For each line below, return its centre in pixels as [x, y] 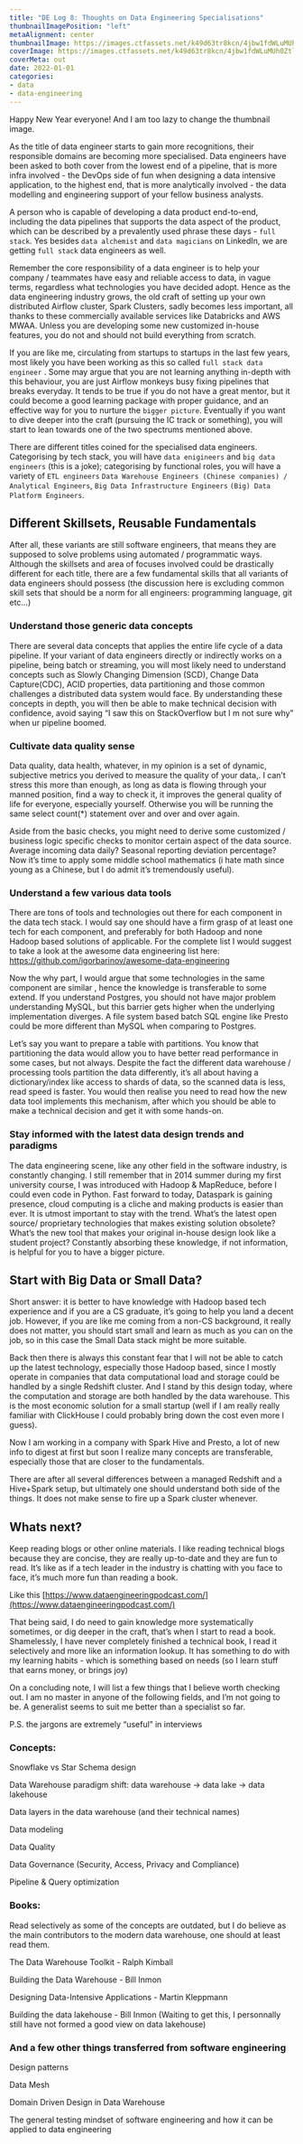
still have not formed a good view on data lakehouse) [108, 2024]
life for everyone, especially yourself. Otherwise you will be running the [141, 804]
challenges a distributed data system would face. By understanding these [146, 693]
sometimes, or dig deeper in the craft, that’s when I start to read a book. [143, 1632]
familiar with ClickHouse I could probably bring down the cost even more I [147, 1415]
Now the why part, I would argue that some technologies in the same [137, 978]
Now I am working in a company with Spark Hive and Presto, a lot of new [145, 1443]
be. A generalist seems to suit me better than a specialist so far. [128, 1707]
